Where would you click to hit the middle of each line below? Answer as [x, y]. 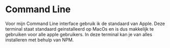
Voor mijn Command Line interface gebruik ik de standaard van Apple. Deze [85, 23]
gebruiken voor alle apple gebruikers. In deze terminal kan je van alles [79, 34]
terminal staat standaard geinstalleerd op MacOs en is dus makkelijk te [80, 29]
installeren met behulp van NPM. [40, 40]
